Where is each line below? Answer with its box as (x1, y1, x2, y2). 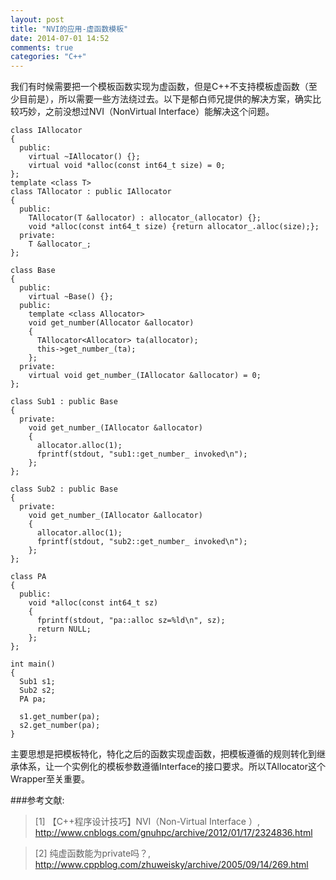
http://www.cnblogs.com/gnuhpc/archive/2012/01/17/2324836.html (34, 827, 313, 839)
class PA (10, 572, 47, 582)
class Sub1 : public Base (10, 397, 118, 407)
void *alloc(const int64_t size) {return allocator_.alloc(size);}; (28, 222, 320, 232)
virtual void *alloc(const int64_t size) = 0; (28, 161, 226, 171)
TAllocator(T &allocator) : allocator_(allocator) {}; (28, 213, 262, 223)
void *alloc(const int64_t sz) (28, 598, 159, 608)
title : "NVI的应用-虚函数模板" (10, 24, 129, 34)
